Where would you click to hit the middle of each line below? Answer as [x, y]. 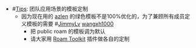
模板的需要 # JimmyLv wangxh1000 [70, 24]
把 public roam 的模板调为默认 [68, 31]
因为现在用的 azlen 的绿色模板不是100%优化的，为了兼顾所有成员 [103, 16]
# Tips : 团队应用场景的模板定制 [50, 9]
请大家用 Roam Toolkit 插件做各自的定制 [80, 39]
